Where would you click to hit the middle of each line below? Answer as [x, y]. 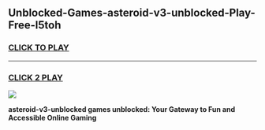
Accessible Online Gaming [52, 117]
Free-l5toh [35, 26]
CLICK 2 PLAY [35, 77]
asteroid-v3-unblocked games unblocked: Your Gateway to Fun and [121, 109]
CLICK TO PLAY [39, 48]
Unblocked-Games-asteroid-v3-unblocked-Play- [132, 13]
